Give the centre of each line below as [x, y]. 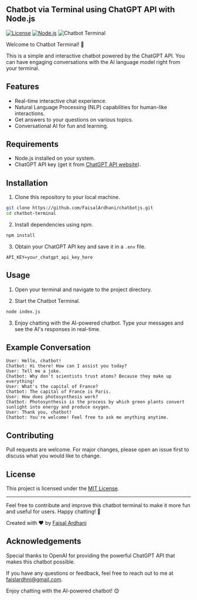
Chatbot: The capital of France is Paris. [59, 392]
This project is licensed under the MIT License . [63, 488]
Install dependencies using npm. [54, 225]
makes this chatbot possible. [41, 562]
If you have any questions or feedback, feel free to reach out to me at [90, 573]
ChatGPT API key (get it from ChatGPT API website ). [78, 164]
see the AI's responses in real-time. [57, 329]
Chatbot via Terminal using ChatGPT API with [91, 10]
